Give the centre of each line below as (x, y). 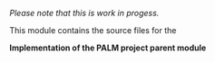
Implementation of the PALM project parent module (108, 48)
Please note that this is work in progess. (84, 13)
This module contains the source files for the (93, 30)
